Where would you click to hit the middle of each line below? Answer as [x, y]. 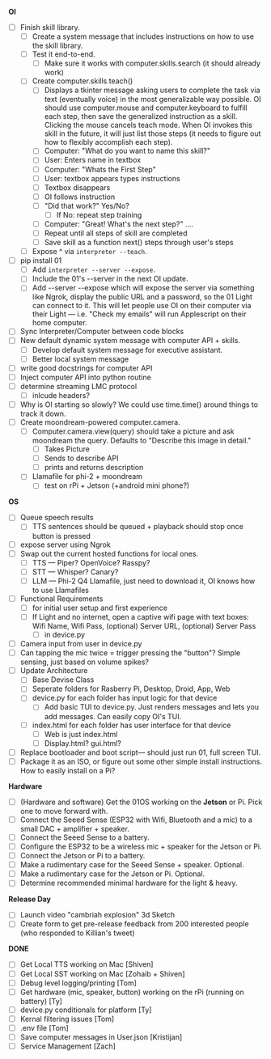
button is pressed [61, 536]
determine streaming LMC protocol [78, 386]
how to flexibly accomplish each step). [108, 142]
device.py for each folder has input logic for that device [125, 698]
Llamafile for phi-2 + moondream [87, 477]
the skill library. [57, 46]
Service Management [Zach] [68, 1046]
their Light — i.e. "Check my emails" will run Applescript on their [139, 314]
